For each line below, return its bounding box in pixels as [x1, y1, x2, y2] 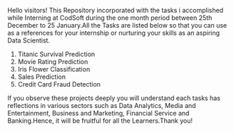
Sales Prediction [17, 72, 66, 81]
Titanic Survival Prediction [17, 50, 96, 58]
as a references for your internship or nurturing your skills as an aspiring [7, 28, 220, 37]
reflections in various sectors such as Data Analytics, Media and [7, 101, 196, 109]
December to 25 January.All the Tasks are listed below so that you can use [7, 21, 227, 29]
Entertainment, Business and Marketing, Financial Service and [7, 109, 190, 117]
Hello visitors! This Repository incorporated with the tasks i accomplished [7, 6, 223, 14]
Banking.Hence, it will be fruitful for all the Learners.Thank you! [7, 116, 193, 125]
